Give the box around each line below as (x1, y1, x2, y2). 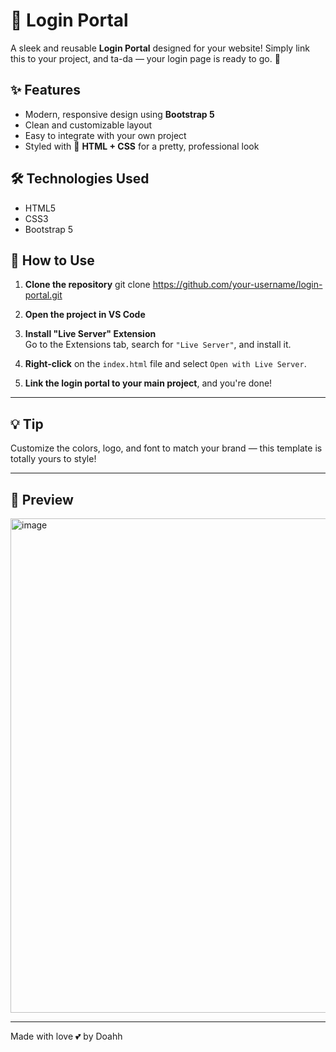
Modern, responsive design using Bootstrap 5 (24, 108, 215, 120)
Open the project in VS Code (24, 309, 146, 321)
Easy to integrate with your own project (24, 129, 187, 141)
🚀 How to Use (10, 252, 95, 269)
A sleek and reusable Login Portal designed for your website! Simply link (10, 42, 310, 54)
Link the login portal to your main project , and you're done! (24, 377, 273, 389)
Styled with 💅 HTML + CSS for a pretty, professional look (24, 140, 260, 152)
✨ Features (10, 82, 81, 99)
